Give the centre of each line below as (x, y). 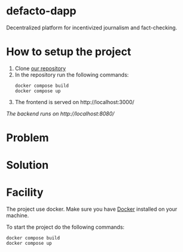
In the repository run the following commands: (72, 75)
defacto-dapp (41, 11)
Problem (28, 138)
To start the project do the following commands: (65, 227)
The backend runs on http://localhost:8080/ (60, 113)
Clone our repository (40, 68)
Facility (25, 192)
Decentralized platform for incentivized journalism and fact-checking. (92, 28)
